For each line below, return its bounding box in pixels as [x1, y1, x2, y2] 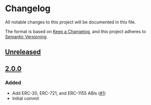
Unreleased [5, 48, 41, 56]
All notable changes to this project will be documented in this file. [5, 19, 136, 25]
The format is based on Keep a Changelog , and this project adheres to [5, 28, 146, 34]
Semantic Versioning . [5, 34, 48, 40]
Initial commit [12, 96, 39, 102]
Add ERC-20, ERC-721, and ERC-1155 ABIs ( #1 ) [12, 90, 106, 96]
